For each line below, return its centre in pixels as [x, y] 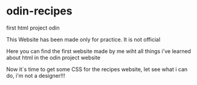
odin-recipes [39, 11]
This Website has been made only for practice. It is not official [83, 39]
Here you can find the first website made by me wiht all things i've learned [99, 51]
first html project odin [33, 28]
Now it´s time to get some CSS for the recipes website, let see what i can [97, 69]
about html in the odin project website [53, 57]
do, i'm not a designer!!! [36, 75]
